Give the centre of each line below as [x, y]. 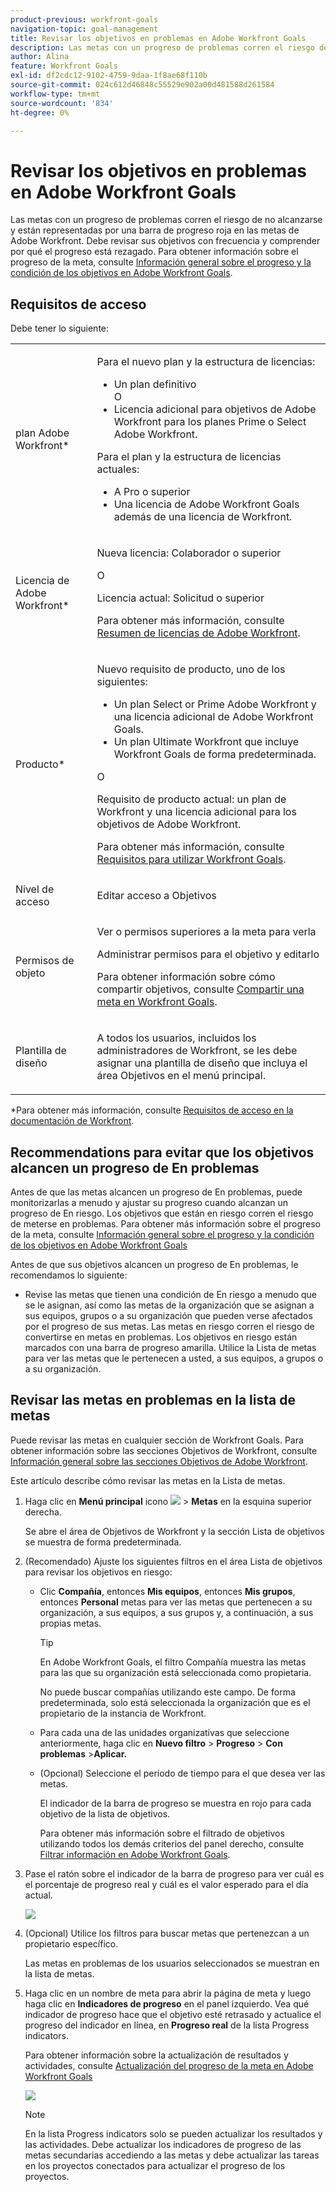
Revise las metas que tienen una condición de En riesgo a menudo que [171, 1294]
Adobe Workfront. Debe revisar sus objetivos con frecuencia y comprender [165, 241]
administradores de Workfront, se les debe [197, 1051]
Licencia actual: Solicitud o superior [180, 598]
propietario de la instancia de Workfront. [123, 1713]
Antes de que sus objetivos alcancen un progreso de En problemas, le [154, 1264]
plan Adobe [42, 433]
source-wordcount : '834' [62, 103]
